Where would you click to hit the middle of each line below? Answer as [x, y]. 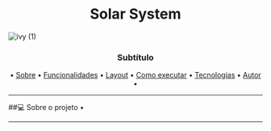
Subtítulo [135, 57]
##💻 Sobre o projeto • [46, 108]
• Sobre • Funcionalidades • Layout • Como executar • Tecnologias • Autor [135, 75]
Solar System [135, 14]
